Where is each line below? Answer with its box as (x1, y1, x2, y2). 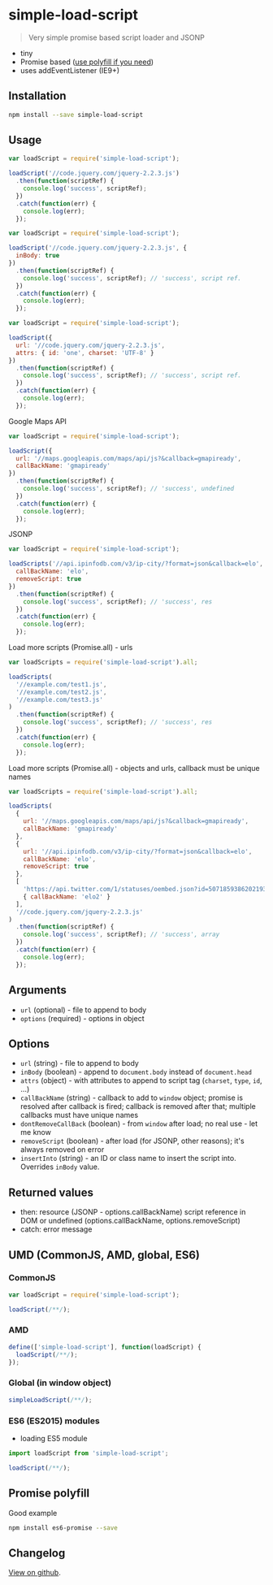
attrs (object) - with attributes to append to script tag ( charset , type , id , (19, 1076, 262, 1085)
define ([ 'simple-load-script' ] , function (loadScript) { (8, 1343, 201, 1351)
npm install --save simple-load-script (8, 110, 144, 119)
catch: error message (19, 1224, 93, 1234)
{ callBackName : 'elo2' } (23, 892, 111, 901)
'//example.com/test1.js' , (15, 680, 107, 688)
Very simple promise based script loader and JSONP (28, 32, 205, 42)
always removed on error (19, 1145, 105, 1154)
